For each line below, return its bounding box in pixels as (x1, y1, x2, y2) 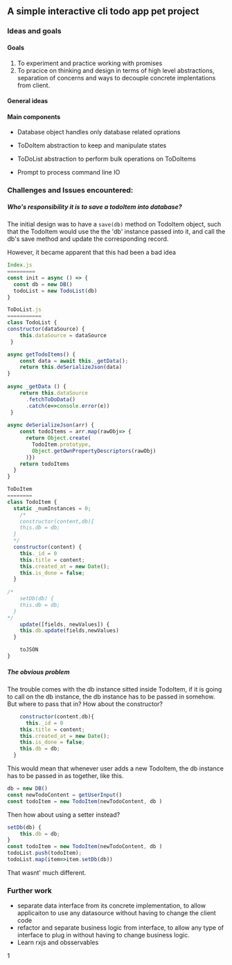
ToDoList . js (7, 306, 42, 314)
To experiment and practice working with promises (17, 59, 163, 67)
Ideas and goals (7, 26, 62, 36)
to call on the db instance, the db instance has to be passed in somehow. (7, 692, 215, 701)
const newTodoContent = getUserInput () (7, 791, 123, 798)
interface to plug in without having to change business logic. (17, 931, 190, 939)
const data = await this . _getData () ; (19, 357, 129, 364)
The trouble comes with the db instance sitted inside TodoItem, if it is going (7, 685, 222, 693)
